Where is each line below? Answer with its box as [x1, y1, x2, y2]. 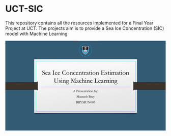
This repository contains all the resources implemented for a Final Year [5, 20, 154, 26]
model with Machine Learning [5, 30, 68, 37]
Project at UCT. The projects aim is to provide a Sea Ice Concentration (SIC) [5, 25, 164, 31]
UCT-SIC [5, 3, 43, 15]
